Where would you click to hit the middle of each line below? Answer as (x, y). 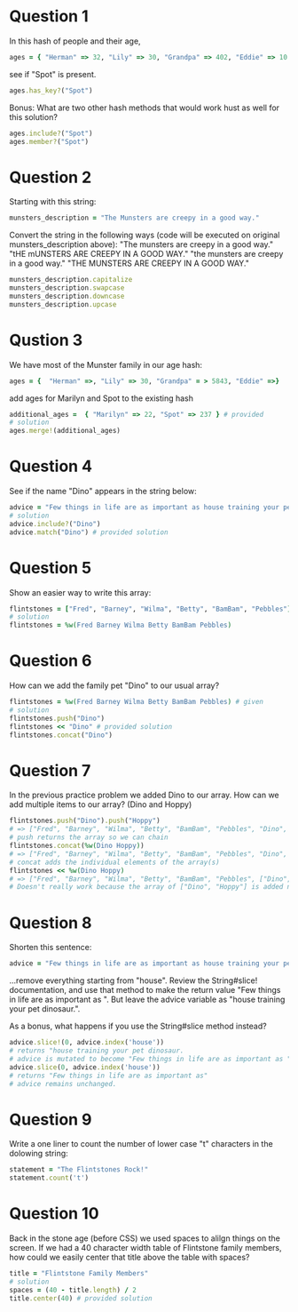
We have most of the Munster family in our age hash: (106, 364)
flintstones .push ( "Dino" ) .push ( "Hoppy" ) (85, 821)
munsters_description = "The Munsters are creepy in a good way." (134, 218)
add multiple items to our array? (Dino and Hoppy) (101, 804)
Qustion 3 (46, 340)
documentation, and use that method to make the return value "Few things (145, 990)
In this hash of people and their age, (75, 41)
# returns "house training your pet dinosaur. (97, 1051)
